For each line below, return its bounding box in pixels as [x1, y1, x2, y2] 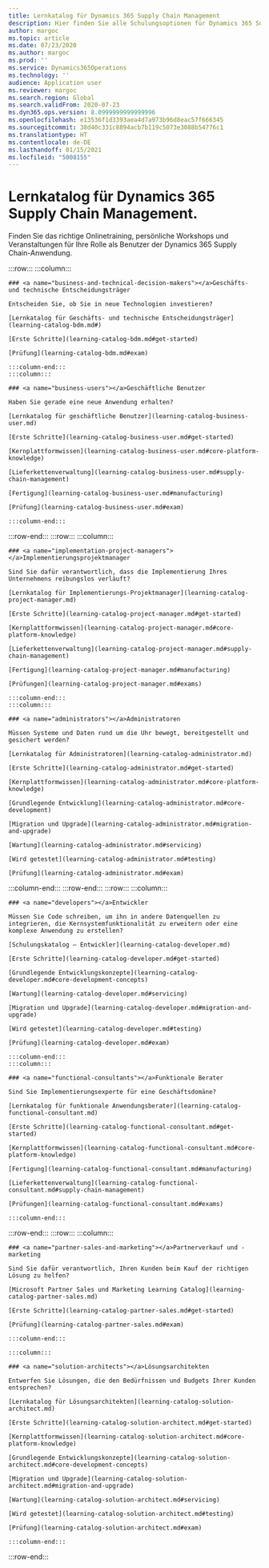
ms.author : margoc [8, 49, 70, 57]
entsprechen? [8, 1384, 52, 1392]
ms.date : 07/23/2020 [8, 42, 78, 50]
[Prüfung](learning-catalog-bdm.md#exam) [8, 349, 149, 357]
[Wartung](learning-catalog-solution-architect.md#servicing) [8, 1496, 220, 1504]
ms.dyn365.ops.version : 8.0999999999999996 [8, 109, 156, 117]
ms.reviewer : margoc [8, 86, 78, 94]
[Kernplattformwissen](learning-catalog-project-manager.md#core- [8, 624, 235, 633]
